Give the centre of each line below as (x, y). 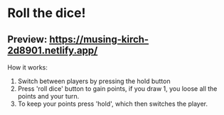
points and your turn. (48, 96)
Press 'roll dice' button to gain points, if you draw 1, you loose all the (117, 89)
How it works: (28, 67)
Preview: (27, 39)
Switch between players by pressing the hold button (94, 81)
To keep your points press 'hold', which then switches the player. (113, 104)
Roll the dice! (47, 13)
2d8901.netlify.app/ (53, 50)
